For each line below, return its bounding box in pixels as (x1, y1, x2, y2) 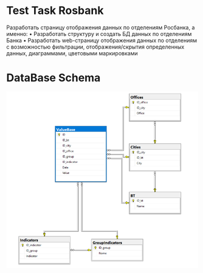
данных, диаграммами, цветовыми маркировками (6, 49, 138, 57)
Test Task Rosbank (6, 4, 104, 18)
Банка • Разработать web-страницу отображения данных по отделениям (6, 36, 198, 44)
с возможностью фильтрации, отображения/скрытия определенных (6, 43, 185, 50)
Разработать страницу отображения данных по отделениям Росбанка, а (6, 24, 195, 31)
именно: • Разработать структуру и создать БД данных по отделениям (6, 30, 192, 37)
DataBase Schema (6, 71, 101, 85)
